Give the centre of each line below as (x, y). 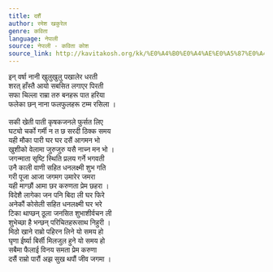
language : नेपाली (33, 39)
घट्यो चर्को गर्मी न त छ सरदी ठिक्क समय (60, 131)
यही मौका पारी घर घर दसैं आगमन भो (54, 140)
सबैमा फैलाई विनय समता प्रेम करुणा (53, 250)
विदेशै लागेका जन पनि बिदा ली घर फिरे (57, 195)
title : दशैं (25, 16)
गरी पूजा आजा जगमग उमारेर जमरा (52, 177)
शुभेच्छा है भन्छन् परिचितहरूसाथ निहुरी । (60, 222)
